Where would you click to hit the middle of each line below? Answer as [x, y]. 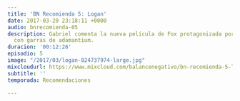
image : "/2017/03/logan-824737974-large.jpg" [76, 60]
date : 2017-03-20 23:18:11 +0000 [57, 21]
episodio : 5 [25, 54]
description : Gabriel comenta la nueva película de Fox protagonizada [115, 34]
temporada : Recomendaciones [49, 80]
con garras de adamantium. [54, 41]
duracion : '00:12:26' [40, 47]
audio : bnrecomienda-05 [43, 27]
